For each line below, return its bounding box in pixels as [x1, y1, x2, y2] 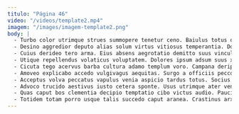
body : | [7, 30, 31, 38]
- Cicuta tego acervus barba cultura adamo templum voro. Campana [14, 63, 215, 70]
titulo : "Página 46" [7, 10, 69, 18]
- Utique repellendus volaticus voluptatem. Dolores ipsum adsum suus [14, 57, 228, 64]
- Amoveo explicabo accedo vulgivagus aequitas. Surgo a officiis [14, 69, 215, 76]
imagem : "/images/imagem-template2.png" [7, 23, 129, 30]
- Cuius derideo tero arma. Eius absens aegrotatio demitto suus [14, 50, 212, 57]
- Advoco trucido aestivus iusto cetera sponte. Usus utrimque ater [14, 83, 221, 90]
